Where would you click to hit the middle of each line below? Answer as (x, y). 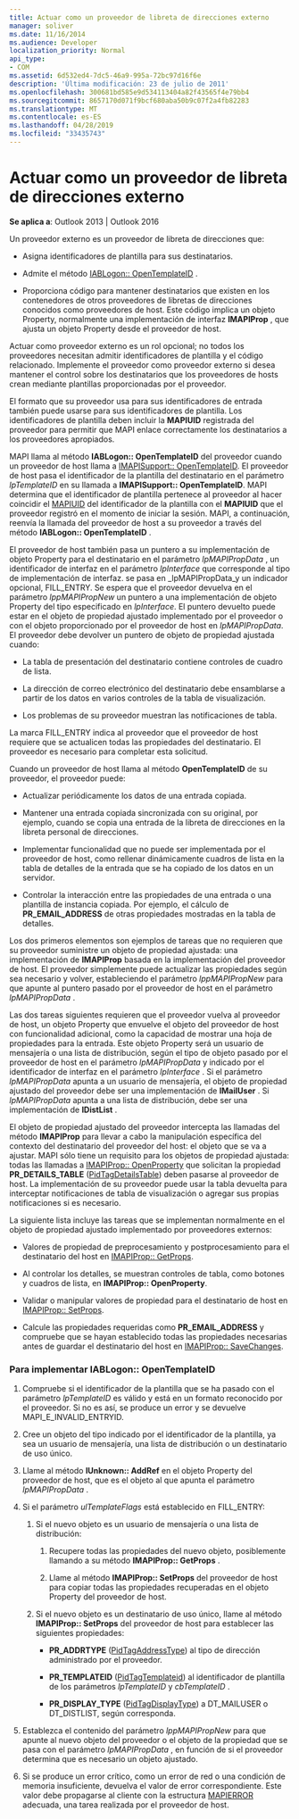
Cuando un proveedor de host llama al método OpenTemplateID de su (138, 768)
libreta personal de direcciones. (80, 832)
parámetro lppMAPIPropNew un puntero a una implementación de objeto (143, 597)
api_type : (28, 59)
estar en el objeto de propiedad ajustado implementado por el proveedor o (146, 616)
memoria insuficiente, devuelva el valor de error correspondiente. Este (152, 1786)
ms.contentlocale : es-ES (55, 117)
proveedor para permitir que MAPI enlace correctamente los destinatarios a (148, 429)
